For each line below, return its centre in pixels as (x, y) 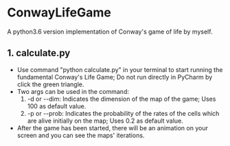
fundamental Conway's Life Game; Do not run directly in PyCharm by (115, 77)
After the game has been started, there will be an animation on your (112, 127)
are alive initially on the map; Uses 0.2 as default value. (105, 121)
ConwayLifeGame (59, 13)
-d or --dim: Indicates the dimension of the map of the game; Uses (122, 99)
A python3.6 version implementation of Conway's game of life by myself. (110, 32)
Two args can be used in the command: (73, 91)
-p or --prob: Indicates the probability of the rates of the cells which (123, 113)
